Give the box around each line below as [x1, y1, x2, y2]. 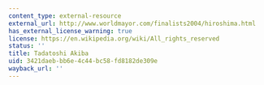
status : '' [8, 42, 45, 50]
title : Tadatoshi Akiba [8, 49, 89, 57]
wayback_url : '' [8, 65, 63, 73]
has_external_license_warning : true [8, 27, 132, 35]
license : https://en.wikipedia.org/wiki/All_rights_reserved [8, 34, 220, 43]
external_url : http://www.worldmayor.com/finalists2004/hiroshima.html [8, 19, 256, 28]
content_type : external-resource [8, 11, 122, 20]
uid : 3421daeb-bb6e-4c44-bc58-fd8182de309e [8, 57, 158, 66]
